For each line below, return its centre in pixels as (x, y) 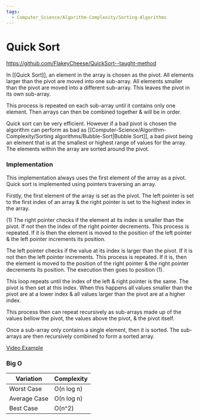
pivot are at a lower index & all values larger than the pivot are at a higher (96, 294)
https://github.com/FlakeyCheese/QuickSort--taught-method (81, 63)
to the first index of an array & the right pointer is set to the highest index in (99, 202)
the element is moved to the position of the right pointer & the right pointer (98, 263)
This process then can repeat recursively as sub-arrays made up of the (94, 312)
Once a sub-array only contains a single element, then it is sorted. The (93, 330)
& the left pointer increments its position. (56, 239)
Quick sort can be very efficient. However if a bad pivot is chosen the (92, 124)
